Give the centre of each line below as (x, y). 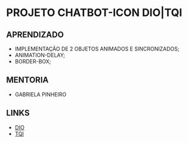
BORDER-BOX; (33, 61)
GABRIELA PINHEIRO (41, 94)
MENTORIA (27, 80)
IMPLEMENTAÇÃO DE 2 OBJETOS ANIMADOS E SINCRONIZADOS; (97, 49)
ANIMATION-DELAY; (40, 55)
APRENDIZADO (35, 35)
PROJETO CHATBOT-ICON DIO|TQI (94, 13)
